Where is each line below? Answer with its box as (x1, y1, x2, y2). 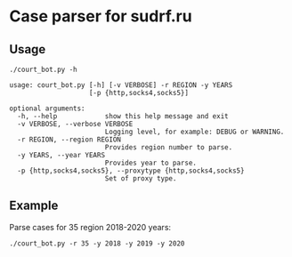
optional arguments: (9, 104, 86, 113)
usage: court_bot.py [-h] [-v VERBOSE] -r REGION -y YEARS (9, 81, 233, 90)
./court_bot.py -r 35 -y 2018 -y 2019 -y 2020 (9, 238, 185, 248)
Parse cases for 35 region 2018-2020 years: (9, 221, 172, 232)
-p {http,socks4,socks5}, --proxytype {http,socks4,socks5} (17, 166, 245, 175)
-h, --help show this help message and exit (17, 112, 229, 121)
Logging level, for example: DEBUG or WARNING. (104, 127, 285, 136)
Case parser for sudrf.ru (9, 6, 193, 27)
